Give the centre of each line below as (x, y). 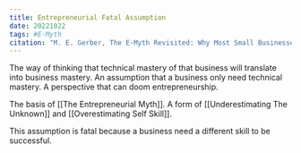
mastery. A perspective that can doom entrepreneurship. (114, 87)
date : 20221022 (38, 26)
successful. (30, 140)
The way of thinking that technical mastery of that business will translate (143, 68)
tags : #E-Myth (36, 34)
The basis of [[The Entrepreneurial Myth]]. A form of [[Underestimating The (149, 105)
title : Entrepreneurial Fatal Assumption (88, 17)
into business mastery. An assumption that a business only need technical (146, 78)
